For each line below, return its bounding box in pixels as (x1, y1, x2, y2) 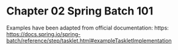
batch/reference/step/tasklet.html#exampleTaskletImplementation (6, 37, 172, 44)
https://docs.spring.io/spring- (6, 30, 81, 37)
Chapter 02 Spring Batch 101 (6, 4, 154, 18)
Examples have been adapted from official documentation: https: (6, 24, 169, 31)
